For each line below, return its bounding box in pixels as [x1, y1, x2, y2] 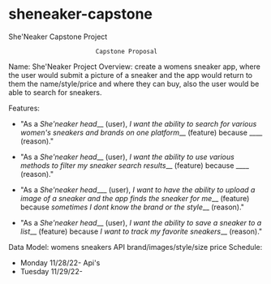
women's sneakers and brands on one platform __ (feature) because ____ [19, 127, 263, 137]
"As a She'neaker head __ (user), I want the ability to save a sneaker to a [19, 217, 262, 227]
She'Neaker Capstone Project [8, 32, 108, 41]
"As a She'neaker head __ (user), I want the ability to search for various [19, 118, 257, 128]
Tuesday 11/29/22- [19, 266, 83, 276]
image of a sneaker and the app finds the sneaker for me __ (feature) [19, 193, 250, 203]
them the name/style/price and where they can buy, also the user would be [8, 79, 260, 88]
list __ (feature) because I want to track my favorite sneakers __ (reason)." [19, 226, 263, 236]
